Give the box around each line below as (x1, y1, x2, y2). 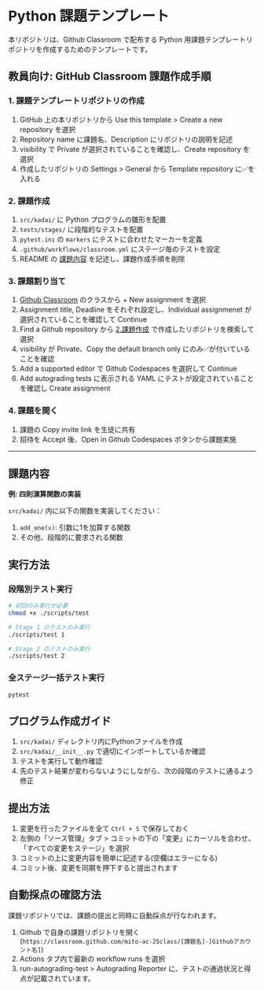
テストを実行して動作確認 (19, 756, 103, 766)
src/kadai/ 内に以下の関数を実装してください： (8, 506, 163, 515)
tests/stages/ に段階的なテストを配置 (19, 224, 144, 234)
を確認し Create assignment (19, 383, 111, 393)
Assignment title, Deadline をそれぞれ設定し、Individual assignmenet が (19, 305, 252, 315)
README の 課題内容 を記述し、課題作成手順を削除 (19, 253, 185, 264)
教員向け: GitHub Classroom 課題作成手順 (8, 70, 212, 83)
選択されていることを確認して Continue (19, 315, 148, 324)
